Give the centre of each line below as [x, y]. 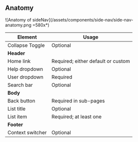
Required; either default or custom [91, 61]
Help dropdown [25, 69]
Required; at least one [76, 117]
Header [16, 53]
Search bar [20, 85]
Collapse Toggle [26, 45]
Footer [15, 124]
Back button [22, 101]
